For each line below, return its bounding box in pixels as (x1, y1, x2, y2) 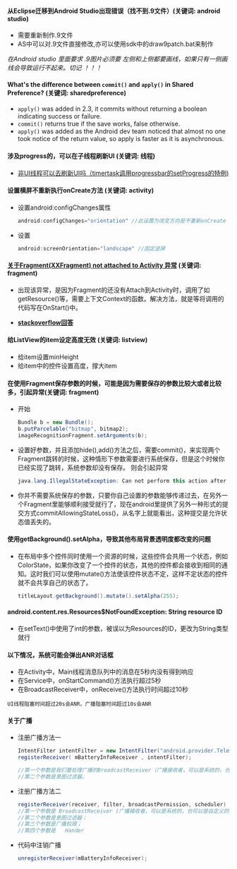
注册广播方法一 (17, 734, 61, 742)
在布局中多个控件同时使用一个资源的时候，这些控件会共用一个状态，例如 (17, 552, 228, 560)
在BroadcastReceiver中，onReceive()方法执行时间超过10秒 (17, 685, 189, 694)
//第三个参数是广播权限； (17, 820, 83, 828)
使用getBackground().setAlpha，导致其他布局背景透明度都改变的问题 (7, 535, 212, 543)
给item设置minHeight (17, 353, 79, 361)
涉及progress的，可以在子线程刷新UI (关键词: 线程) (7, 152, 156, 160)
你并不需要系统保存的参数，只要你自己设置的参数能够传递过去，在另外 (17, 491, 222, 499)
